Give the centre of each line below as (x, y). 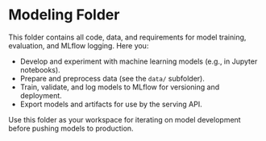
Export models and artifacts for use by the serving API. (111, 104)
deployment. (41, 95)
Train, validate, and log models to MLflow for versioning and (120, 87)
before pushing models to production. (71, 128)
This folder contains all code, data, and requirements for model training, (127, 37)
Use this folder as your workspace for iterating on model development (125, 119)
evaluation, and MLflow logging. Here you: (79, 45)
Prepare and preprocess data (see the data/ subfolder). (112, 78)
